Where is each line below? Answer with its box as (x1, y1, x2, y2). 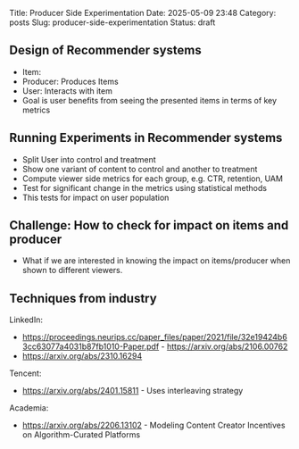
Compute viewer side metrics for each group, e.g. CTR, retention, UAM (21, 173, 284, 184)
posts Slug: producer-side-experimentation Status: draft (9, 17, 216, 28)
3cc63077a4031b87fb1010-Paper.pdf (21, 341, 160, 352)
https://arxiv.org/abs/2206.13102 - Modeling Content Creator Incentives (21, 420, 286, 431)
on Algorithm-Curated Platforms (21, 429, 141, 440)
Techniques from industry (9, 290, 158, 306)
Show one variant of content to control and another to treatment (21, 163, 258, 174)
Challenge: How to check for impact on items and (9, 218, 289, 233)
